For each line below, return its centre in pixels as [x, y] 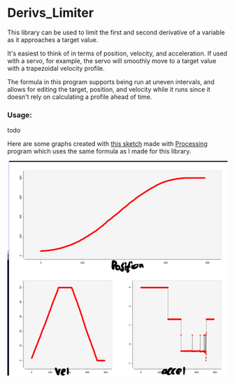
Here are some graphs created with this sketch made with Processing [107, 144]
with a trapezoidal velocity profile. [56, 68]
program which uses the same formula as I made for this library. [99, 152]
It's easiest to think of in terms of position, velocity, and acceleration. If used [117, 53]
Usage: [20, 115]
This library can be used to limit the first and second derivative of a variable [116, 32]
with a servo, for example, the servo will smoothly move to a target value [112, 60]
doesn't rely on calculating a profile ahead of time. [80, 97]
